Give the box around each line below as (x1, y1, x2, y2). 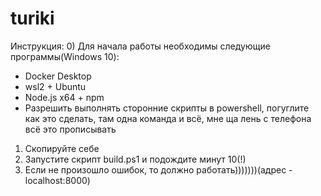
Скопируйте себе (24, 142, 100, 154)
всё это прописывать (24, 123, 117, 135)
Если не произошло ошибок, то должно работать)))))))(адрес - (24, 163, 293, 176)
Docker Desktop (24, 70, 92, 82)
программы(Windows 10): (10, 50, 120, 62)
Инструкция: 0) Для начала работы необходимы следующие (10, 40, 271, 52)
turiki (10, 7, 55, 30)
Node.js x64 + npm (24, 91, 105, 103)
